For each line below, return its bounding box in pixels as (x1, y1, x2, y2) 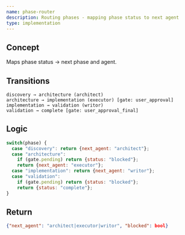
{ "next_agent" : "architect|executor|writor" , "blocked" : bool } (6, 223, 169, 229)
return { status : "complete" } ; (17, 184, 93, 190)
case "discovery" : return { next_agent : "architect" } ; (11, 145, 149, 151)
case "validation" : (11, 174, 61, 180)
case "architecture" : (11, 151, 66, 157)
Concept (6, 42, 40, 52)
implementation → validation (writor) (6, 102, 104, 108)
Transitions (6, 76, 50, 86)
